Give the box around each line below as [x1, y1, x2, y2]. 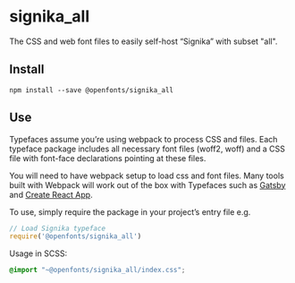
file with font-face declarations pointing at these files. [9, 152, 206, 163]
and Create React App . [9, 189, 93, 200]
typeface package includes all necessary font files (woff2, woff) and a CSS [9, 143, 286, 154]
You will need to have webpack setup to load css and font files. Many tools [9, 170, 284, 181]
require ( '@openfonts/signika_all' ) [9, 232, 142, 241]
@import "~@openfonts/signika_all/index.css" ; [9, 266, 186, 275]
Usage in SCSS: [9, 248, 68, 259]
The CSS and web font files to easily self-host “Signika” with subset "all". [9, 36, 278, 47]
